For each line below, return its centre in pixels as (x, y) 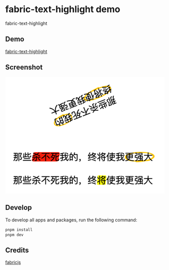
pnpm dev (14, 235)
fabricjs (13, 262)
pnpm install (19, 230)
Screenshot (24, 67)
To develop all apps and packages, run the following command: (71, 220)
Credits (17, 250)
